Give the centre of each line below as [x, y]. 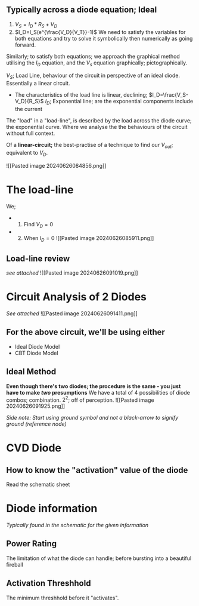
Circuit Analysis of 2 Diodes [77, 297]
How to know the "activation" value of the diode [97, 470]
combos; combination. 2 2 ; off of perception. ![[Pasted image [80, 399]
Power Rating [32, 544]
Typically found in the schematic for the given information [77, 525]
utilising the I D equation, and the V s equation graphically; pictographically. [97, 63]
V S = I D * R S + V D [36, 25]
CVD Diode [34, 448]
